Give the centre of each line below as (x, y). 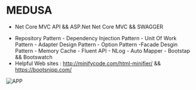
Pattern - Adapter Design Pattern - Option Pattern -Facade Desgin (96, 44)
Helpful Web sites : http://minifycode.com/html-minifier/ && (88, 63)
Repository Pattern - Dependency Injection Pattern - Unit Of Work (96, 38)
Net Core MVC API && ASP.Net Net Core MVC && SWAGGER (89, 27)
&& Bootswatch (33, 57)
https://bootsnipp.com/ (43, 69)
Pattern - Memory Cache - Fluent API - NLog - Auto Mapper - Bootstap (102, 50)
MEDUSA (29, 10)
